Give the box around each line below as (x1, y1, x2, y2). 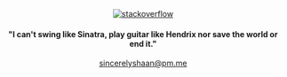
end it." (129, 38, 157, 49)
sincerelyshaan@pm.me (99, 58, 187, 69)
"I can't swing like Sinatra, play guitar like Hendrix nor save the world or (8, 28, 278, 39)
